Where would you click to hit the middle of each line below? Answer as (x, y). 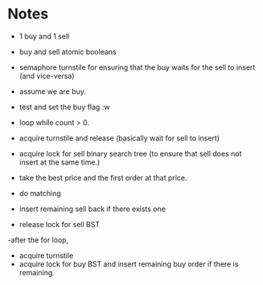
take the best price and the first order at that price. (103, 177)
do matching (40, 193)
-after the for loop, (38, 240)
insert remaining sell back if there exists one (92, 209)
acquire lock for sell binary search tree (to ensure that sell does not (130, 153)
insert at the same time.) (60, 162)
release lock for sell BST (60, 224)
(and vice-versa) (47, 75)
